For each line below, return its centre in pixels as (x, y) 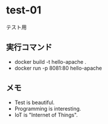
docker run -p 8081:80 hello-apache (58, 68)
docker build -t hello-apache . (50, 61)
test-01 (24, 10)
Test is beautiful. (34, 102)
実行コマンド (29, 47)
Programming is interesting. (48, 108)
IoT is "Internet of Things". (46, 115)
